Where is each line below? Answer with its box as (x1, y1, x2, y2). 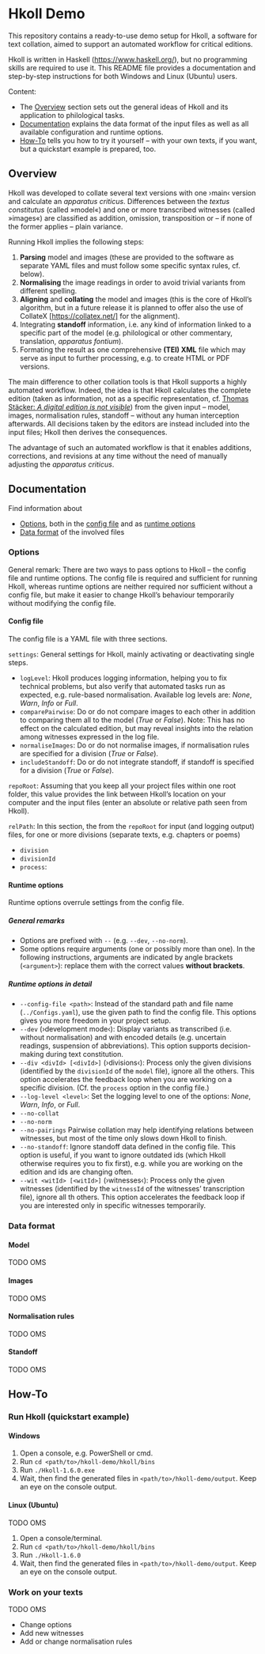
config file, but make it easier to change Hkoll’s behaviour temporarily (8, 590, 235, 600)
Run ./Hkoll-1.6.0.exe (19, 1465, 95, 1475)
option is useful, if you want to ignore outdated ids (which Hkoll (19, 1150, 226, 1160)
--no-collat (19, 1110, 59, 1118)
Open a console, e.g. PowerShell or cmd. (19, 1448, 153, 1458)
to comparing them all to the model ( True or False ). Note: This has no (19, 715, 245, 725)
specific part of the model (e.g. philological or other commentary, (19, 327, 233, 337)
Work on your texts (8, 1587, 83, 1598)
